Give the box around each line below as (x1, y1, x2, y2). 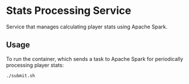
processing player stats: (6, 61, 64, 68)
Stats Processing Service (6, 4, 132, 17)
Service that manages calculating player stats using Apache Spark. (6, 23, 168, 30)
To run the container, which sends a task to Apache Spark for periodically (6, 55, 183, 62)
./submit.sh (6, 72, 35, 79)
